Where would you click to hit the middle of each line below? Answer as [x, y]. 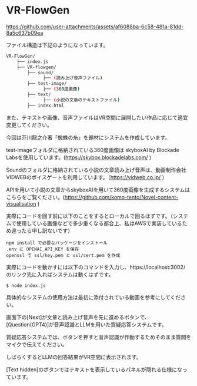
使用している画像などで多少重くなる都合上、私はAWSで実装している [99, 223]
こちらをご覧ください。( [36, 197]
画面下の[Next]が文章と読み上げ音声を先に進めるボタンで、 [78, 317]
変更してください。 [29, 125]
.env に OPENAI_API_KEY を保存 [43, 249]
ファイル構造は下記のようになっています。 [57, 45]
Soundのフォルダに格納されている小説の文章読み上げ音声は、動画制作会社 [96, 170]
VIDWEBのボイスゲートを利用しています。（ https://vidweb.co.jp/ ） [87, 177]
